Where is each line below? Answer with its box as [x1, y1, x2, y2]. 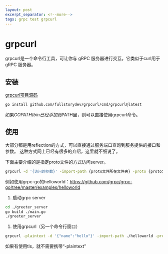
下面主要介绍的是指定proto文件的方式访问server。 [5, 159, 108, 165]
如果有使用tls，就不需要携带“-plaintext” [5, 243, 86, 249]
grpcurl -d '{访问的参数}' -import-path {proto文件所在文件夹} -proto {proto [5, 169, 162, 174]
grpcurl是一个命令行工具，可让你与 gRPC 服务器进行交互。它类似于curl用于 [5, 56, 160, 62]
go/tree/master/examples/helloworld [5, 184, 80, 190]
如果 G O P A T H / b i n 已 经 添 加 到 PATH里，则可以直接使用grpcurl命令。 [5, 112, 140, 118]
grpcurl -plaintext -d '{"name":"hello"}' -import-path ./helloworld [5, 233, 153, 238]
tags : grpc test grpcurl [5, 17, 57, 22]
